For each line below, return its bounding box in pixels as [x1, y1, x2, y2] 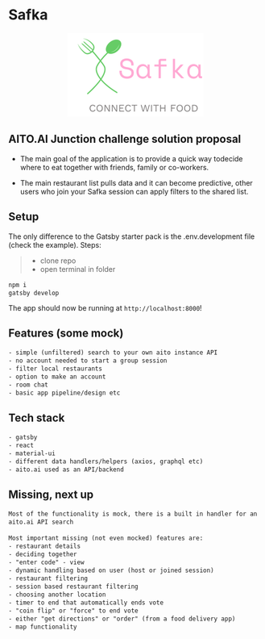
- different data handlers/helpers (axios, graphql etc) [8, 457, 204, 466]
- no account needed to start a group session [8, 357, 168, 365]
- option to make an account [8, 373, 106, 381]
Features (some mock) [8, 326, 124, 340]
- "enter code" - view [8, 558, 85, 566]
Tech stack [8, 411, 65, 424]
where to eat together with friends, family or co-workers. [19, 162, 209, 172]
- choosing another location [8, 591, 106, 599]
